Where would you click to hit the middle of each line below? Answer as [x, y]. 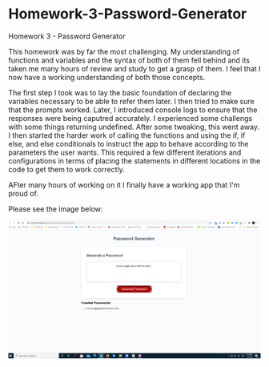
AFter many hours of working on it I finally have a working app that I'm [124, 184]
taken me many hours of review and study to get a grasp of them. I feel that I [134, 68]
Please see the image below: [56, 208]
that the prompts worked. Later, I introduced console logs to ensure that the [133, 110]
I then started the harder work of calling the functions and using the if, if [127, 135]
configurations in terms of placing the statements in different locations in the [134, 160]
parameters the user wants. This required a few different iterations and [125, 152]
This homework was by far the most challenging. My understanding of [124, 51]
